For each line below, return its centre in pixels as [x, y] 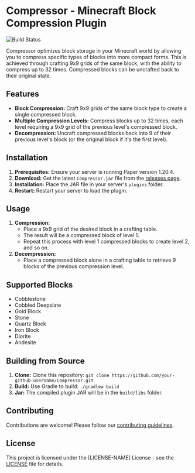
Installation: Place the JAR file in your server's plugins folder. [89, 184]
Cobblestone [30, 299]
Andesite [25, 342]
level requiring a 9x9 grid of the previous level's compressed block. [96, 126]
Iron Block [27, 330]
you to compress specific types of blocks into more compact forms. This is [96, 57]
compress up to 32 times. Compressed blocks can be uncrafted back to [93, 69]
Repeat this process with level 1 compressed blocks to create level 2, [106, 242]
